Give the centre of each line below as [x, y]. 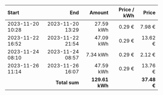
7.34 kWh [97, 55]
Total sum [67, 83]
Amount [99, 13]
